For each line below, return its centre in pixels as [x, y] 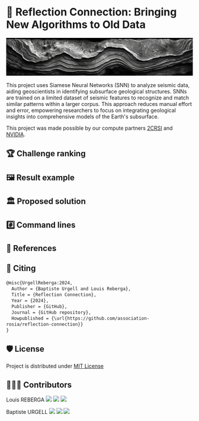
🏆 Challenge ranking [46, 154]
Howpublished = [30, 318]
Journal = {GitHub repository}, [52, 312]
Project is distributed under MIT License [55, 366]
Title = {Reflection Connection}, [54, 295]
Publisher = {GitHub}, [39, 306]
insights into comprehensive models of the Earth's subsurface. [83, 116]
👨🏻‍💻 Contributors [39, 385]
